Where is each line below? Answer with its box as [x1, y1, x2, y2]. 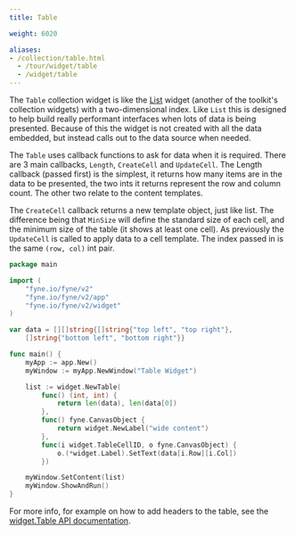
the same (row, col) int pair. [9, 243, 115, 253]
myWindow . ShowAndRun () [25, 481, 110, 490]
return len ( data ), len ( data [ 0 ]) [56, 399, 177, 408]
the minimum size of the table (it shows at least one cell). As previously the [9, 224, 284, 235]
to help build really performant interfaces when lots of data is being [9, 113, 257, 124]
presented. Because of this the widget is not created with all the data [9, 123, 262, 134]
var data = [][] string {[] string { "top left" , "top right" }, [9, 325, 234, 334]
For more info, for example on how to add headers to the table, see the [9, 506, 269, 516]
